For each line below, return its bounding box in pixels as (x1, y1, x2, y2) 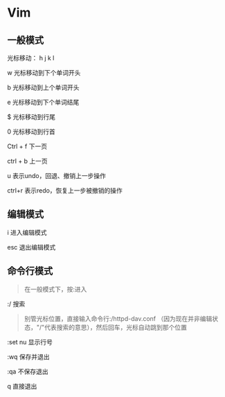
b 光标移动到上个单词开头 (7, 83, 80, 91)
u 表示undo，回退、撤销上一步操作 (7, 172, 106, 179)
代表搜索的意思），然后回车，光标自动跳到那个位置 (44, 323, 187, 331)
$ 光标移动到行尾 (7, 113, 55, 121)
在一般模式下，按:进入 (24, 285, 87, 293)
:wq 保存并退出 (7, 352, 50, 361)
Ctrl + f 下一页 (7, 142, 47, 150)
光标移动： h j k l (7, 54, 55, 62)
